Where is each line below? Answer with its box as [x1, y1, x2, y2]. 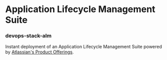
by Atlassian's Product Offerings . [5, 49, 74, 55]
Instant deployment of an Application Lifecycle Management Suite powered [5, 44, 162, 50]
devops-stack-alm [5, 32, 52, 39]
